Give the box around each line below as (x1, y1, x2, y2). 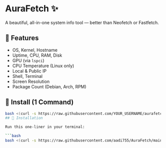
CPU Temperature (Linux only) (12, 63, 75, 69)
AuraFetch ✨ (5, 3, 58, 14)
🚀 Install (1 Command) (5, 98, 74, 107)
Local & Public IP (12, 68, 47, 74)
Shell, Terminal (12, 73, 43, 79)
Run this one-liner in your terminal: (5, 124, 85, 130)
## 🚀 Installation (5, 115, 43, 121)
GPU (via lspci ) (12, 57, 44, 63)
